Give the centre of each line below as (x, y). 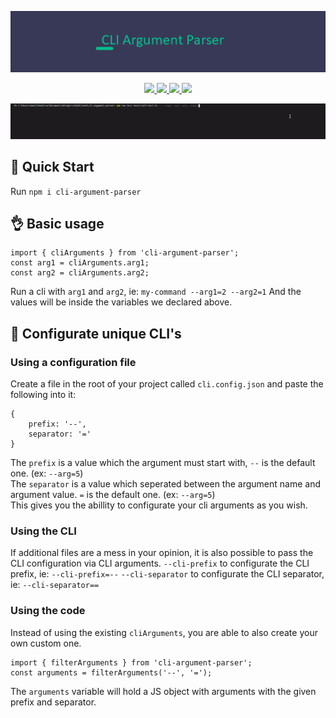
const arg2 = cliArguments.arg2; (80, 273)
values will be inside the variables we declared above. (121, 302)
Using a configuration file (73, 362)
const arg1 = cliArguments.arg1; (80, 263)
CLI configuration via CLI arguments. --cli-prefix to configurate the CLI (160, 563)
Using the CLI (43, 531)
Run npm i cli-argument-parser (76, 191)
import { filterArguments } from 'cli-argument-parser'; (131, 662)
